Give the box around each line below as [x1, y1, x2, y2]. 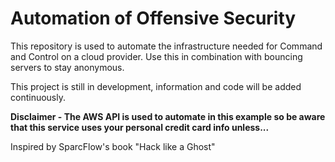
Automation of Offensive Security [10, 7, 297, 30]
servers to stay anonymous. [10, 61, 125, 73]
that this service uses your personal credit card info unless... [10, 121, 270, 133]
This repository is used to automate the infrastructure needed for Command [10, 40, 323, 52]
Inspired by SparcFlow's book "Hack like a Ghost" [10, 140, 216, 152]
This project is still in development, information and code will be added [10, 80, 302, 92]
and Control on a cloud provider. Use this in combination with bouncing [10, 50, 303, 62]
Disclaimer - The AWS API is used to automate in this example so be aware [10, 110, 326, 122]
